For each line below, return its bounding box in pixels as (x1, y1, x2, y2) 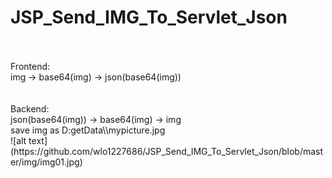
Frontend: (10, 60, 51, 72)
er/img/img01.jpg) (10, 156, 83, 168)
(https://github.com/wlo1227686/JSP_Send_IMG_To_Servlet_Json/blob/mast (10, 145, 324, 157)
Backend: (10, 102, 50, 115)
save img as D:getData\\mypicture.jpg (10, 124, 166, 136)
